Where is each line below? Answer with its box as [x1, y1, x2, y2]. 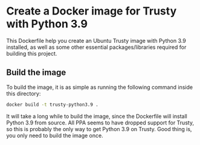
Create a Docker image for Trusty [6, 4, 177, 18]
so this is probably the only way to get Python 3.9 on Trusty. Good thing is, [6, 125, 192, 132]
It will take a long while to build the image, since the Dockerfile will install [6, 112, 187, 120]
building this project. [6, 50, 57, 57]
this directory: [6, 89, 41, 97]
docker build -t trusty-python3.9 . [6, 101, 98, 108]
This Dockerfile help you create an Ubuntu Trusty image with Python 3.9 [6, 37, 186, 44]
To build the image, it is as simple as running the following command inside [6, 83, 193, 91]
